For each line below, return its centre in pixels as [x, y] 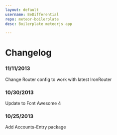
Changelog [28, 53]
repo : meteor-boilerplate [32, 19]
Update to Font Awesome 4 [33, 103]
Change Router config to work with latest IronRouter [58, 79]
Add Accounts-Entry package [36, 127]
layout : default [22, 10]
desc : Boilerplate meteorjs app [39, 24]
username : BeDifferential [32, 14]
